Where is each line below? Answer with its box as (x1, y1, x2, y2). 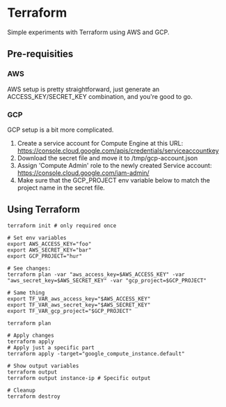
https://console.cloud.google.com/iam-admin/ (17, 169, 150, 177)
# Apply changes (7, 332, 54, 339)
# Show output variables (7, 362, 79, 369)
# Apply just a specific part (7, 344, 95, 351)
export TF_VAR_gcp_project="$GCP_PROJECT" (7, 307, 132, 314)
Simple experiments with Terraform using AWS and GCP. (7, 28, 170, 36)
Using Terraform (7, 203, 80, 215)
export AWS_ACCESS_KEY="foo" (7, 240, 92, 247)
